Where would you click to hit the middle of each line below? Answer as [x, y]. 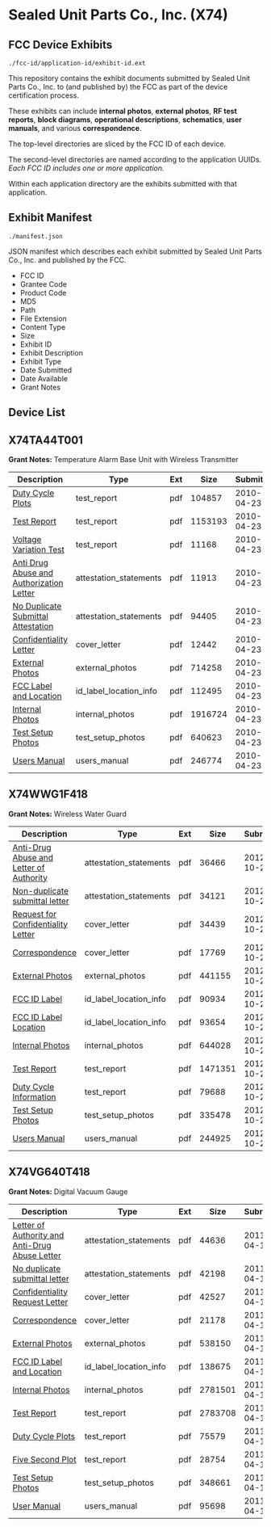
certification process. [44, 95]
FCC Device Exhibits [60, 45]
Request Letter [40, 1302]
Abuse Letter [37, 1256]
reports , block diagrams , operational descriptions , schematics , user [125, 120]
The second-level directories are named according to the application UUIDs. [135, 160]
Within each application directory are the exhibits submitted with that [123, 184]
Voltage [27, 540]
